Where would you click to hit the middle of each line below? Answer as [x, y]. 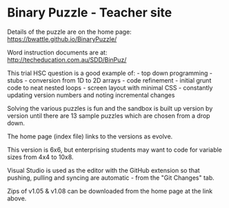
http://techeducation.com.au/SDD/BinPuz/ [67, 59]
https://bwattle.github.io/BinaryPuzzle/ [62, 39]
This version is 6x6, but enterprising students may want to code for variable [115, 149]
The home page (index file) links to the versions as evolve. [90, 136]
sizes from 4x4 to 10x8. [40, 157]
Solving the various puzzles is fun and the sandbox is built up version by [110, 108]
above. [17, 198]
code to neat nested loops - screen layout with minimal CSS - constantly [110, 87]
